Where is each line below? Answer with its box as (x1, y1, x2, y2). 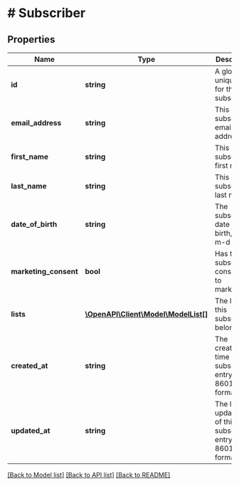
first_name (11, 152, 48, 162)
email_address (11, 118, 62, 127)
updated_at (11, 426, 51, 435)
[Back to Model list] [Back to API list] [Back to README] (7, 471, 171, 479)
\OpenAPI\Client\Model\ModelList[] (85, 310, 208, 319)
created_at (11, 361, 48, 371)
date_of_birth (11, 219, 58, 229)
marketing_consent (11, 267, 78, 276)
